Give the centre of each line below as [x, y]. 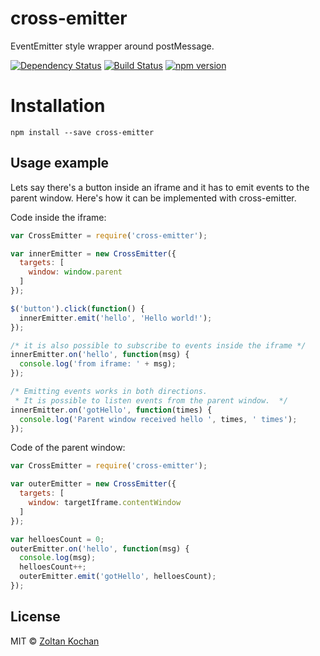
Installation [58, 106]
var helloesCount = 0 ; [57, 539]
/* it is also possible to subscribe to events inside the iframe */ [158, 345]
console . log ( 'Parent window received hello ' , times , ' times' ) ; [158, 419]
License [35, 617]
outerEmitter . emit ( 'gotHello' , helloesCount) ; [118, 577]
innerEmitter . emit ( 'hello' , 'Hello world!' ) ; [116, 318]
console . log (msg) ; [58, 558]
